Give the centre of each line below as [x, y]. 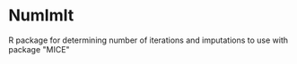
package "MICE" [39, 49]
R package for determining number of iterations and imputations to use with [148, 40]
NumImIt [41, 16]
